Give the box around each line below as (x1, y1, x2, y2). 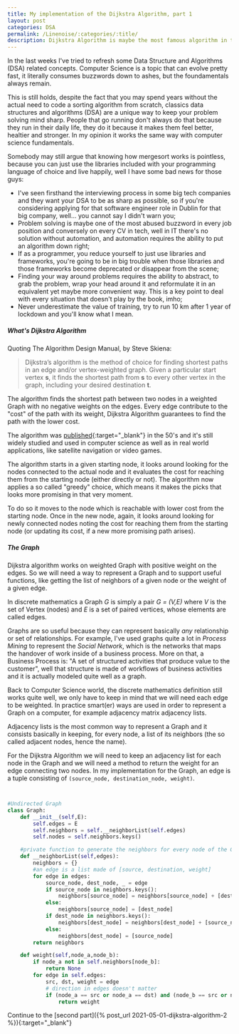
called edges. (7, 613, 48, 621)
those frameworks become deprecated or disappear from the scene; (17, 264, 219, 273)
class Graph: (7, 807, 46, 814)
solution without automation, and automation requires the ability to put (17, 234, 224, 243)
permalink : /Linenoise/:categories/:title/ (7, 30, 139, 38)
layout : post (7, 17, 46, 24)
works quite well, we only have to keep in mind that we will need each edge (7, 693, 228, 702)
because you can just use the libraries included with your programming (7, 160, 216, 168)
